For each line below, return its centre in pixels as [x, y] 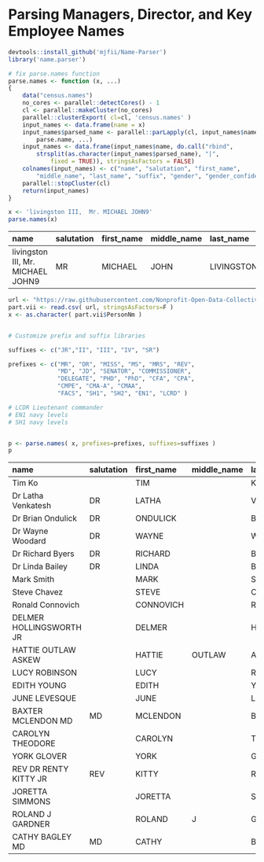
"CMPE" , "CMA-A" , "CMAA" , [100, 386]
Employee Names [66, 31]
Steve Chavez [38, 592]
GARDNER [31, 824]
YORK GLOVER [40, 757]
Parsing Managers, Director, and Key [130, 15]
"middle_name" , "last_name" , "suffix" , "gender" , [119, 176]
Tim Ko [25, 483]
